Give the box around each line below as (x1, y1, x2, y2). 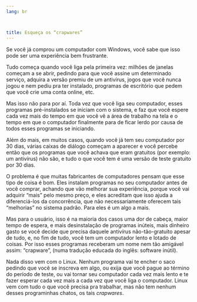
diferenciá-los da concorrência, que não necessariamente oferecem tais (6, 198, 181, 205)
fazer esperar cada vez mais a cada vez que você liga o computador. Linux (6, 277, 188, 284)
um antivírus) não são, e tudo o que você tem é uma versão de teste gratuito (6, 155, 192, 162)
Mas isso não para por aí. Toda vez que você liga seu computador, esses (6, 99, 183, 107)
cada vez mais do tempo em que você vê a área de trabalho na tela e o (6, 112, 178, 120)
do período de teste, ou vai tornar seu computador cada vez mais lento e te (6, 270, 189, 277)
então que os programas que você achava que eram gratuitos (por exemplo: (6, 148, 191, 156)
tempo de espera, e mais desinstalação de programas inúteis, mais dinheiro (6, 221, 189, 228)
